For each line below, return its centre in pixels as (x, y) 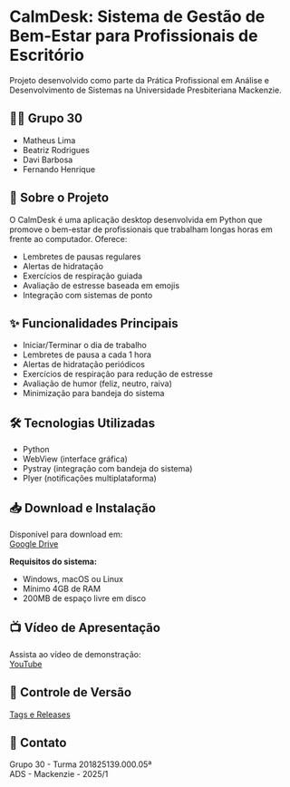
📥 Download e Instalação (83, 508)
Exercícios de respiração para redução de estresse (117, 374)
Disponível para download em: (66, 534)
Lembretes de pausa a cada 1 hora (87, 355)
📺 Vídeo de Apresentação (85, 628)
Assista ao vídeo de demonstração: (76, 654)
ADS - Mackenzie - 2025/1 (59, 774)
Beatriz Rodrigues (56, 150)
